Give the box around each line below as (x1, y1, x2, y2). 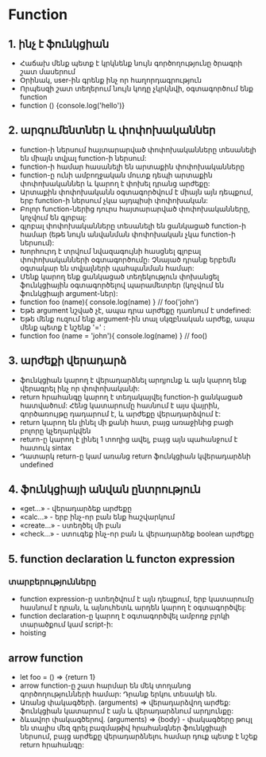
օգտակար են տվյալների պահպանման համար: (19, 263, 195, 272)
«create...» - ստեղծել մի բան (19, 521, 121, 530)
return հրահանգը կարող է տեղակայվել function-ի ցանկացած (19, 392, 244, 401)
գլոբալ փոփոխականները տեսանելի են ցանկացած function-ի (19, 220, 246, 230)
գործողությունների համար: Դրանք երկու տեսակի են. (19, 689, 218, 698)
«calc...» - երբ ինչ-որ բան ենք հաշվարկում (19, 512, 175, 522)
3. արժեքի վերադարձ (8, 354, 127, 368)
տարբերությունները (8, 576, 97, 587)
